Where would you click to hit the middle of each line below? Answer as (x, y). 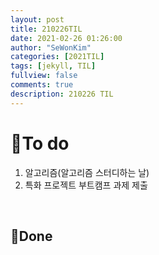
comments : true (42, 85)
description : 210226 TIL (62, 94)
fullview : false (44, 76)
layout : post (37, 19)
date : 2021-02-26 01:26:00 (66, 38)
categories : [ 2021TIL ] (57, 57)
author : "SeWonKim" (51, 47)
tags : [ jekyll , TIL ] (53, 66)
